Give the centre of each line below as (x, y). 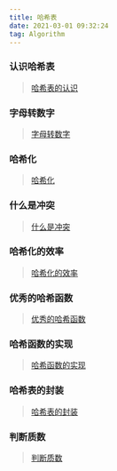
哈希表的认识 (54, 88)
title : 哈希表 (33, 17)
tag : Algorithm (37, 34)
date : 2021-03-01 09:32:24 (59, 26)
